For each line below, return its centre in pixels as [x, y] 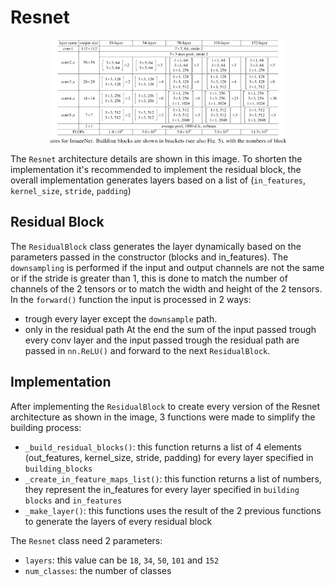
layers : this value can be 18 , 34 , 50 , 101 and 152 [122, 560]
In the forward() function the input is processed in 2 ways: [131, 299]
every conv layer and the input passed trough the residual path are [162, 340]
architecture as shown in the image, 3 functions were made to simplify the [163, 417]
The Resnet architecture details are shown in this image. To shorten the [156, 158]
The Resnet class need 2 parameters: [86, 540]
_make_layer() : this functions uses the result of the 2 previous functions [173, 510]
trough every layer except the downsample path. [121, 318]
